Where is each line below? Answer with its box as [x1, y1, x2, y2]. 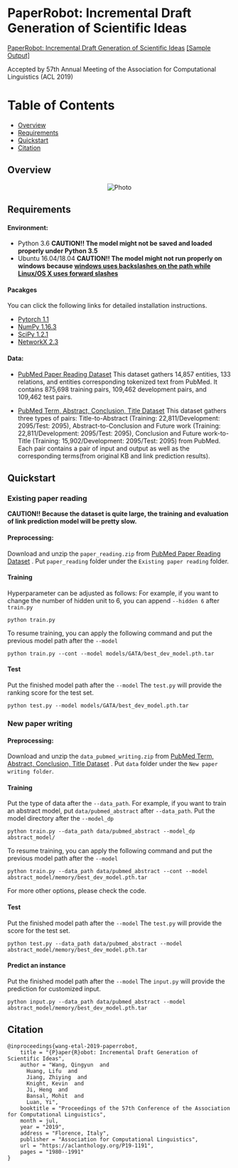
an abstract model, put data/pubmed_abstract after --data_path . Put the [7, 806, 215, 815]
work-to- [202, 428, 229, 438]
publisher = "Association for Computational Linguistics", [20, 1135, 199, 1143]
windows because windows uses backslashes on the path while [17, 261, 211, 271]
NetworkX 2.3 [17, 337, 59, 346]
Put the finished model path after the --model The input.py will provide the [7, 977, 225, 985]
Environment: [7, 223, 48, 232]
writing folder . [7, 767, 55, 776]
